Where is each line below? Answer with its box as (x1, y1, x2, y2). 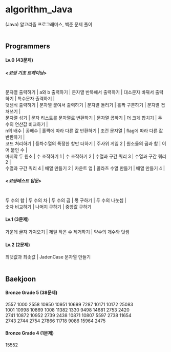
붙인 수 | (10, 146, 27, 153)
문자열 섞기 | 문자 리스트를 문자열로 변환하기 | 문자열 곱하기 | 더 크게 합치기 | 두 (5, 115, 162, 121)
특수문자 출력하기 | (17, 95, 55, 101)
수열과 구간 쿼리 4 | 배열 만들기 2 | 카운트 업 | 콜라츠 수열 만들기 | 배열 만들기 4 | (5, 165, 165, 171)
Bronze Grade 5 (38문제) (5, 289, 58, 296)
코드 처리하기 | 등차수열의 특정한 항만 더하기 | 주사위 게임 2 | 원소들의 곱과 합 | (5, 140, 161, 146)
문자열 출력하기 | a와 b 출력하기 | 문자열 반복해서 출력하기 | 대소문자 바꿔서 (5, 89, 155, 95)
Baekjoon (5, 274, 36, 283)
